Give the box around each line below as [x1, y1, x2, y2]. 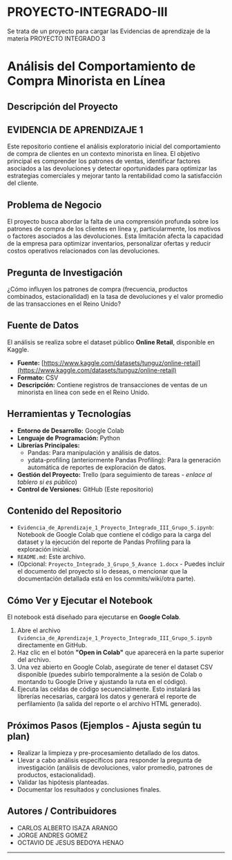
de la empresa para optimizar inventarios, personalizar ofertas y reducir [7, 240, 211, 248]
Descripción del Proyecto [7, 101, 119, 113]
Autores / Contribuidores [7, 805, 117, 817]
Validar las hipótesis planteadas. [17, 778, 109, 787]
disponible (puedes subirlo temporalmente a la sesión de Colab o [17, 670, 202, 678]
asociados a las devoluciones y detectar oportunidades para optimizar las [7, 164, 217, 173]
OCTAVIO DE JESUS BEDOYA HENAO [17, 838, 124, 846]
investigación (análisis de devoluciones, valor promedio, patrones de [17, 763, 213, 772]
